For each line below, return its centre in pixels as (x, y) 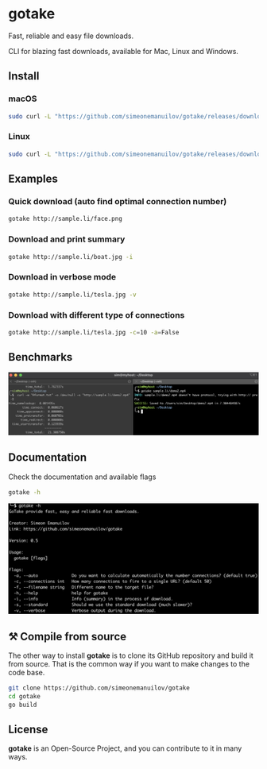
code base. (27, 672)
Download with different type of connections (97, 315)
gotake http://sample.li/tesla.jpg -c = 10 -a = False (94, 332)
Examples (33, 179)
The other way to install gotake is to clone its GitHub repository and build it (131, 655)
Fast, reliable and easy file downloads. (71, 36)
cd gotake (25, 696)
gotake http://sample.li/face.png (66, 219)
